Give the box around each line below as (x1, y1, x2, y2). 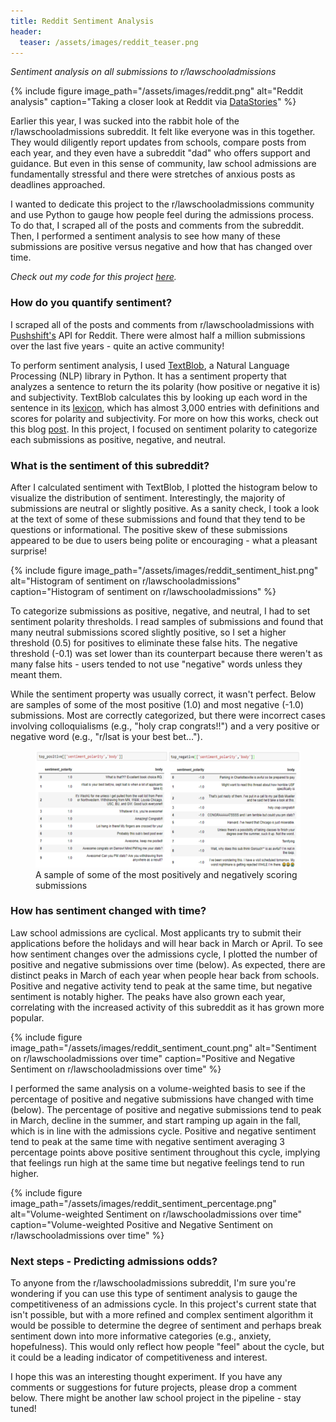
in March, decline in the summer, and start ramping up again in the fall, (10, 1114, 302, 1126)
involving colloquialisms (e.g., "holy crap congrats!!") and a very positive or (10, 720, 320, 732)
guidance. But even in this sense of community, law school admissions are (10, 158, 317, 170)
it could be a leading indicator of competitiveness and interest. (10, 1351, 268, 1364)
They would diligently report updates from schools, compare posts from (10, 136, 307, 149)
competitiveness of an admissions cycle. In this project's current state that (10, 1298, 317, 1310)
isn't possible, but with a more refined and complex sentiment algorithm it (10, 1309, 314, 1321)
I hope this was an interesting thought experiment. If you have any (10, 1371, 283, 1383)
